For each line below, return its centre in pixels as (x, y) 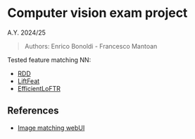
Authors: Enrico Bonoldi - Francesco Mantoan (91, 46)
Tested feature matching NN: (49, 60)
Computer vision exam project (97, 13)
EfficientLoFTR (39, 88)
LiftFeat (29, 81)
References (33, 111)
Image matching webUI (51, 128)
